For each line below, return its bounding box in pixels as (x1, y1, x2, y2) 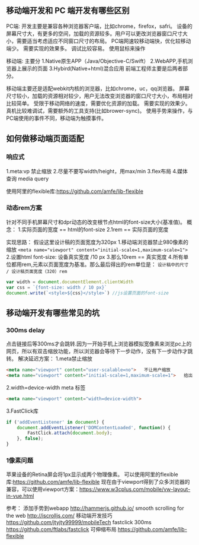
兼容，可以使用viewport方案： (6, 486, 80, 493)
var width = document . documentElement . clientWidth (6, 278, 134, 285)
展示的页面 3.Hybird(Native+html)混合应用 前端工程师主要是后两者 (21, 65, 183, 72)
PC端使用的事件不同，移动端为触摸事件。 (6, 115, 107, 122)
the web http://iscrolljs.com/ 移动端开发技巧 (6, 512, 113, 519)
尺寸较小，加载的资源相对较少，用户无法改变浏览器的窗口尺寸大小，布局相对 (6, 92, 193, 99)
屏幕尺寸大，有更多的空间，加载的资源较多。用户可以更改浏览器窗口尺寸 (6, 30, 182, 37)
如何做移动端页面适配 (6, 134, 84, 144)
